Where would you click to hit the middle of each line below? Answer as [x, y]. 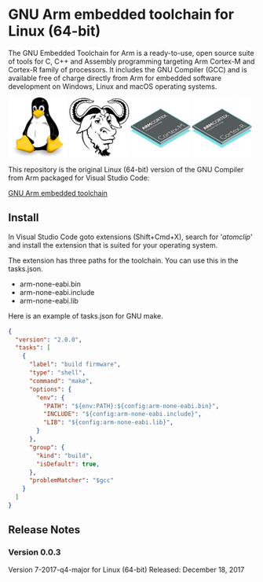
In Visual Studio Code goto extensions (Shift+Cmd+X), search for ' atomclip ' [130, 237]
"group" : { [47, 447]
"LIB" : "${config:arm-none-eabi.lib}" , [108, 422]
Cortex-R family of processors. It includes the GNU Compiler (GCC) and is [128, 69]
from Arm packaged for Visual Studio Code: [79, 178]
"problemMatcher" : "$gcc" [71, 481]
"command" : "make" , [60, 381]
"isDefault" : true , [68, 464]
